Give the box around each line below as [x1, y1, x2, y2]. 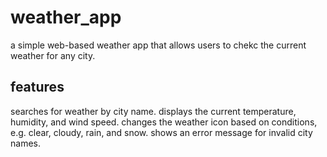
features [10, 79, 65, 96]
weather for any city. [10, 49, 96, 61]
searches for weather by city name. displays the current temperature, [10, 105, 297, 117]
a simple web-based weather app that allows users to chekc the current [10, 39, 307, 51]
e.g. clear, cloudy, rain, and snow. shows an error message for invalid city [10, 126, 313, 138]
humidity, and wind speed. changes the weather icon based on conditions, [10, 116, 318, 128]
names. [10, 137, 41, 149]
